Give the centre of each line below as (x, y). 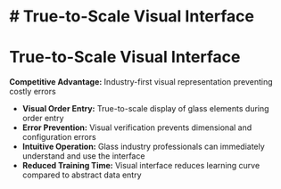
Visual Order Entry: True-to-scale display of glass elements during (145, 109)
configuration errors (59, 137)
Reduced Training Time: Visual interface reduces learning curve (141, 166)
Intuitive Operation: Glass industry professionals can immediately (143, 147)
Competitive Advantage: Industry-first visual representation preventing (141, 82)
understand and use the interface (83, 156)
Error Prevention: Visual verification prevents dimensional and (137, 127)
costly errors (33, 92)
